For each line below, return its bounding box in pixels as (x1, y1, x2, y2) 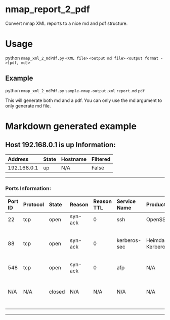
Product (146, 201, 166, 208)
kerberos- (116, 237, 142, 244)
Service (116, 198, 136, 205)
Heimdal (146, 237, 166, 244)
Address (8, 156, 29, 163)
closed (49, 288, 65, 295)
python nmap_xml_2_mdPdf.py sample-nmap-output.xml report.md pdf (5, 87, 145, 93)
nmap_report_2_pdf (5, 4, 90, 15)
